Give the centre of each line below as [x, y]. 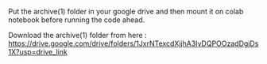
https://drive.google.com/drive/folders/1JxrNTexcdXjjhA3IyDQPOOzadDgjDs [133, 43]
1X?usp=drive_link [38, 52]
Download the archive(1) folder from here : [77, 35]
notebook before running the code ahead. [77, 20]
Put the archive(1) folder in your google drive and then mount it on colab [126, 11]
